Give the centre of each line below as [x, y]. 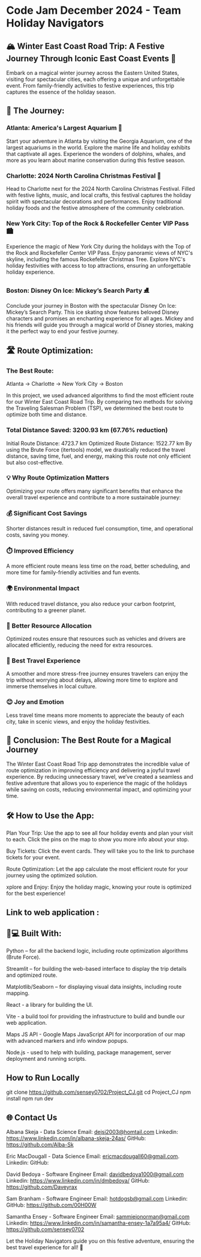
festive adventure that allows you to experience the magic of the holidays [97, 783]
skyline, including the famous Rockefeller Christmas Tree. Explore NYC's [96, 259]
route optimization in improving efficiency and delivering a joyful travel [93, 770]
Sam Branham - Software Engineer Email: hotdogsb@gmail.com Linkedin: [97, 1199]
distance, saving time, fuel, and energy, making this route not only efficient [98, 456]
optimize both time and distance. [47, 415]
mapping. [18, 993]
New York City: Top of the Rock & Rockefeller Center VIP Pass [97, 223]
